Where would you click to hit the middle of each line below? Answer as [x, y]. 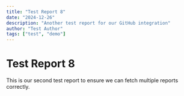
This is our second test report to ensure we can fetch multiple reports [92, 80]
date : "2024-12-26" [31, 17]
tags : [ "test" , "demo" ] [36, 34]
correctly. [18, 87]
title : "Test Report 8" [36, 12]
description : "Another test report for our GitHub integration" [88, 23]
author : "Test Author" [35, 28]
